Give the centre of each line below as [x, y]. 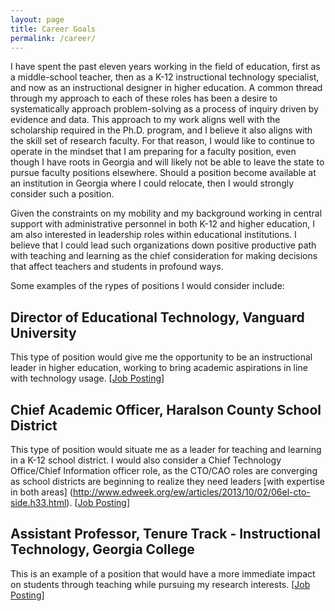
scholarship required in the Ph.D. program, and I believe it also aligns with [161, 130]
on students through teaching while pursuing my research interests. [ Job [160, 584]
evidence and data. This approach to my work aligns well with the [145, 120]
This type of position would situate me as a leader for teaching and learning [166, 449]
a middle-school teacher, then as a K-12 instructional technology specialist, [165, 77]
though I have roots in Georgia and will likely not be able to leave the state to [167, 162]
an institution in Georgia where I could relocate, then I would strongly [152, 183]
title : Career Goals [53, 29]
